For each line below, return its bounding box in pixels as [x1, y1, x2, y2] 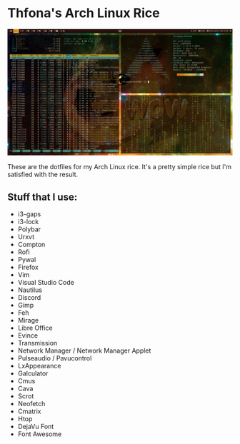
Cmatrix [17, 407, 41, 415]
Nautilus [17, 286, 43, 294]
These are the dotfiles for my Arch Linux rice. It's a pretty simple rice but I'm [7, 163, 232, 171]
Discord [17, 293, 41, 302]
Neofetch [17, 400, 46, 408]
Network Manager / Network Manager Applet [17, 346, 151, 355]
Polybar [17, 225, 41, 233]
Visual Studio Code [17, 278, 75, 287]
